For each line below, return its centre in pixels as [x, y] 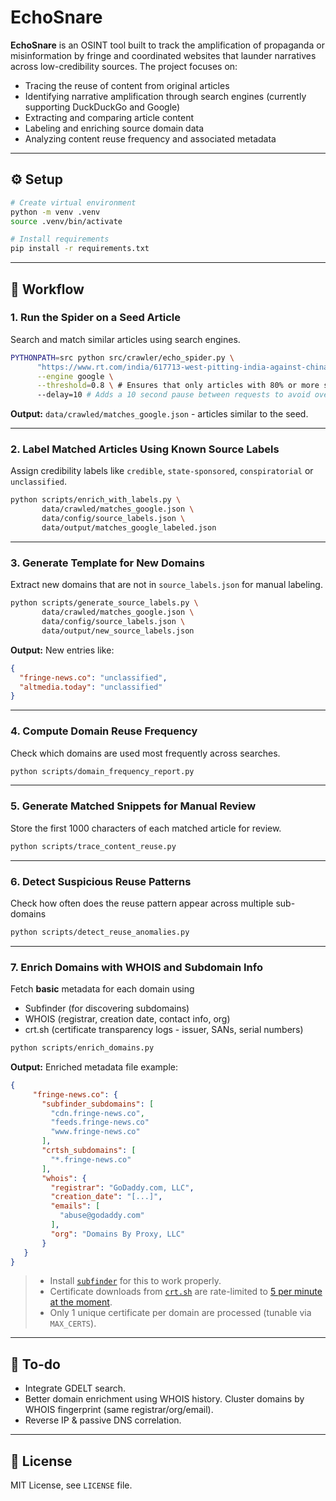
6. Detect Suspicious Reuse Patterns [101, 881]
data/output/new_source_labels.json [118, 631]
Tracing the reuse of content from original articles [127, 85]
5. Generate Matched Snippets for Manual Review [133, 806]
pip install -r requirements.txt [80, 249]
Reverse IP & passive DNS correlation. [103, 1420]
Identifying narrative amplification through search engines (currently [165, 96]
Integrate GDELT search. [75, 1388]
